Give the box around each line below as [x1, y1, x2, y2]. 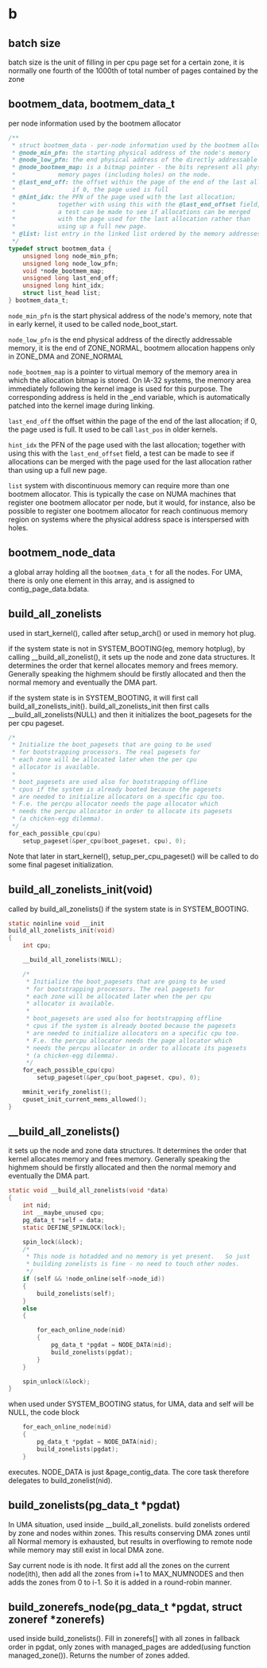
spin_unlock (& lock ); [22, 1377, 91, 1386]
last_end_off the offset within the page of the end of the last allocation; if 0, [8, 416, 257, 425]
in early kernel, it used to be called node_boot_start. [8, 319, 179, 328]
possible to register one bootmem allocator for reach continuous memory [8, 506, 249, 515]
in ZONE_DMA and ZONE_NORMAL [8, 351, 123, 361]
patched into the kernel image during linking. [8, 401, 155, 410]
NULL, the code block [8, 1408, 79, 1418]
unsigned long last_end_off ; [22, 274, 119, 282]
